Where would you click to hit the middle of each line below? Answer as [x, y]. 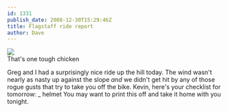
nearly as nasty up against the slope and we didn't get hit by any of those [111, 80]
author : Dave [26, 33]
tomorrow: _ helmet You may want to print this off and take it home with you [114, 94]
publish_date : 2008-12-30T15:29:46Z [59, 20]
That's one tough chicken [43, 59]
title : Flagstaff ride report [50, 26]
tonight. [18, 102]
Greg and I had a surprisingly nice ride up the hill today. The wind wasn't [110, 72]
